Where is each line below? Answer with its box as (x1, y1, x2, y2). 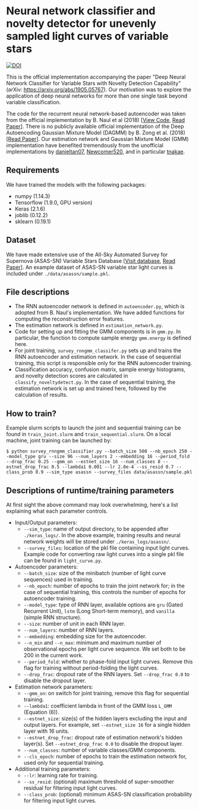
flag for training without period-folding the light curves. (23, 664, 159, 671)
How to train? (6, 409, 57, 419)
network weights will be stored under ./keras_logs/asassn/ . (23, 538, 171, 545)
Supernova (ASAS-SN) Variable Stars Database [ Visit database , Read (6, 257, 176, 264)
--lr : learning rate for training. (23, 772, 99, 778)
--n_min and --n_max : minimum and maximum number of (23, 639, 162, 646)
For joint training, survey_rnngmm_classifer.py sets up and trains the (14, 347, 182, 354)
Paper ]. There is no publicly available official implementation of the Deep (6, 123, 184, 130)
